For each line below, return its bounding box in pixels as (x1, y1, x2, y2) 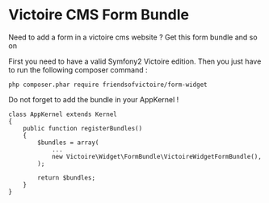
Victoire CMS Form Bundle (8, 6, 190, 24)
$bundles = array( (37, 139, 99, 147)
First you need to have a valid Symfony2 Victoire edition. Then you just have (8, 56, 262, 66)
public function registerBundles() (23, 124, 143, 132)
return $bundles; (37, 173, 95, 182)
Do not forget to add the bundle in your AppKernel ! (8, 94, 179, 104)
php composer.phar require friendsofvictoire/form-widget (8, 81, 208, 89)
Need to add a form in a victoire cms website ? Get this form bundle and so (8, 32, 258, 42)
